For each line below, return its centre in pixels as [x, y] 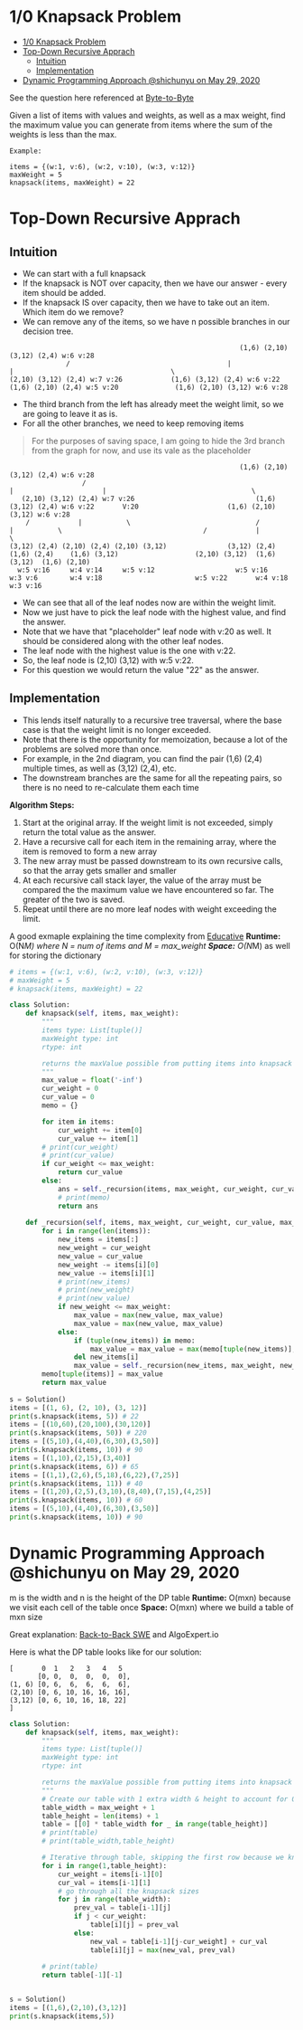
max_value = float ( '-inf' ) [92, 1080]
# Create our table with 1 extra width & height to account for [165, 1799]
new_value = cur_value [100, 1256]
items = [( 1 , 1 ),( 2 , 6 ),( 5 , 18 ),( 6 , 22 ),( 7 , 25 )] [94, 1475]
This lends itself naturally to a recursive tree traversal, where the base [152, 720]
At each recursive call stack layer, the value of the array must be [142, 880]
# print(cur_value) [78, 1155]
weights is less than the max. [63, 134]
